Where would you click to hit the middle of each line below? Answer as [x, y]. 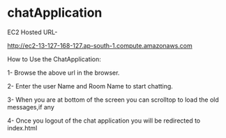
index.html [22, 128]
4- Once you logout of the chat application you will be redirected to [104, 121]
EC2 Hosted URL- [32, 32]
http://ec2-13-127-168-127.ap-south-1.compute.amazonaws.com [100, 45]
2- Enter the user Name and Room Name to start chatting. [90, 86]
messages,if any [31, 107]
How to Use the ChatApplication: [54, 59]
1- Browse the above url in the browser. [63, 72]
